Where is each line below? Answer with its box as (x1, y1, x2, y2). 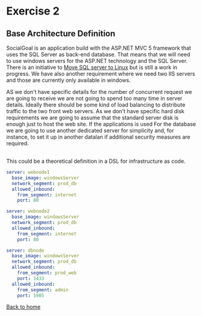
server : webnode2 (6, 208, 50, 214)
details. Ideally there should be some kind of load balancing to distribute (6, 101, 186, 108)
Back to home (6, 303, 41, 311)
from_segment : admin (17, 286, 69, 293)
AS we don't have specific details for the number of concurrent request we (6, 88, 192, 95)
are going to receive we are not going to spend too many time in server (6, 95, 183, 102)
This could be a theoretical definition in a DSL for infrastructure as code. (6, 157, 186, 165)
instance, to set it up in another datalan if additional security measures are (6, 133, 191, 140)
